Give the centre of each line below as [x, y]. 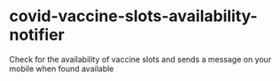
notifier [37, 35]
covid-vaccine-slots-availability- [134, 16]
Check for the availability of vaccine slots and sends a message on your [140, 59]
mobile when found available [62, 69]
